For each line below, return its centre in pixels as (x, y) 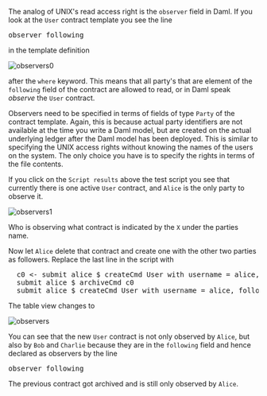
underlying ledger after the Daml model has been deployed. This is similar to (133, 139)
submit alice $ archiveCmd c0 (75, 283)
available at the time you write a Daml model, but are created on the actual (130, 130)
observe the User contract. (52, 98)
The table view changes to (52, 306)
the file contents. (36, 164)
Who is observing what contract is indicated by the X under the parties (123, 227)
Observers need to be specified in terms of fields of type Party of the (122, 113)
